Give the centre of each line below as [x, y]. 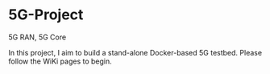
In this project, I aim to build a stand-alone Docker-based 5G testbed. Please [135, 52]
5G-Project [46, 15]
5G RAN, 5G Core [37, 37]
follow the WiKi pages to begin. [60, 61]
